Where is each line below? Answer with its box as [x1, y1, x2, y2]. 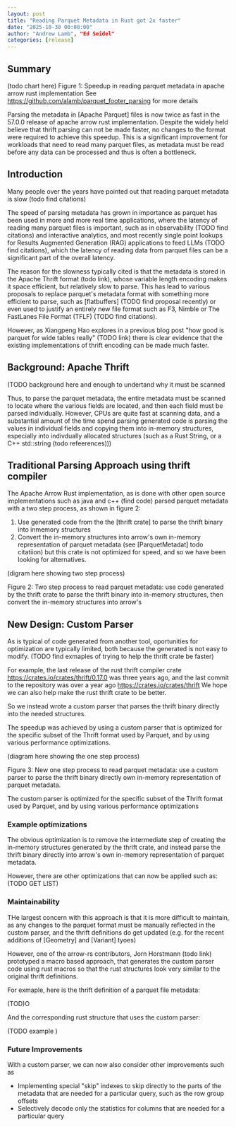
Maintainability [7, 897, 60, 907]
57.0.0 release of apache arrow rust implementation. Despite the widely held [7, 117, 228, 126]
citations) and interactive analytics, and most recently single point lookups [7, 230, 223, 239]
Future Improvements [7, 1044, 83, 1054]
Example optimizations [7, 819, 87, 829]
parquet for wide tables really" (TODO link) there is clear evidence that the [7, 333, 223, 341]
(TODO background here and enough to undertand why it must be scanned [7, 380, 225, 389]
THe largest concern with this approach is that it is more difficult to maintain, [7, 913, 230, 921]
